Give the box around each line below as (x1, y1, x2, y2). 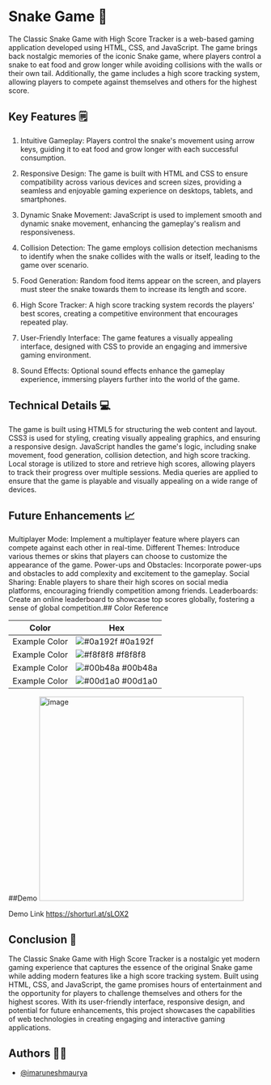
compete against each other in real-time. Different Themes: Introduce (8, 543, 240, 553)
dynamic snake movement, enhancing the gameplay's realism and (19, 218, 241, 228)
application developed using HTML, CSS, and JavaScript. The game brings (8, 42, 258, 52)
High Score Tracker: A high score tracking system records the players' (19, 299, 255, 310)
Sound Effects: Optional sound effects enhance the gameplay (19, 366, 225, 375)
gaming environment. (19, 350, 91, 359)
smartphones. (19, 194, 67, 204)
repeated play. (19, 317, 69, 327)
